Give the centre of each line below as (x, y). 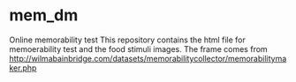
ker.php (23, 68)
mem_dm (44, 15)
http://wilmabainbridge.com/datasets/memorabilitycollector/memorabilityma (148, 58)
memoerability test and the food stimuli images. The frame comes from (138, 48)
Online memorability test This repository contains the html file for (127, 40)
